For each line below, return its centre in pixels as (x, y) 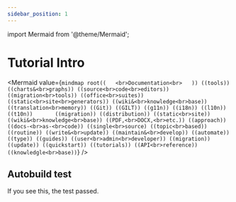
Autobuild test (40, 174)
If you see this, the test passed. (53, 191)
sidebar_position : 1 (38, 14)
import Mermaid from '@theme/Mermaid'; (68, 34)
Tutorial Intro (46, 63)
